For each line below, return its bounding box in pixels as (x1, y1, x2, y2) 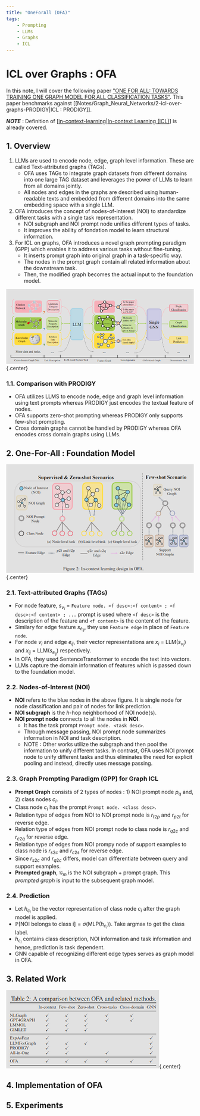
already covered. (6, 124, 48, 131)
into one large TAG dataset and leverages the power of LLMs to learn (23, 176, 193, 183)
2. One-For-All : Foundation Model (6, 448, 136, 458)
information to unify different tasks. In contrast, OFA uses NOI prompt (23, 747, 194, 754)
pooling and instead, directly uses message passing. (23, 759, 153, 767)
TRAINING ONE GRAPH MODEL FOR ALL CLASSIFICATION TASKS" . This (6, 93, 183, 101)
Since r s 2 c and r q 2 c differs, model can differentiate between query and (14, 855, 188, 863)
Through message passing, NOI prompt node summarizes (23, 728, 166, 735)
